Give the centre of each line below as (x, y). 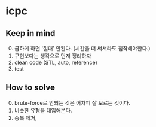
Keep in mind (30, 33)
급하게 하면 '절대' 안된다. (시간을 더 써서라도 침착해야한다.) (82, 48)
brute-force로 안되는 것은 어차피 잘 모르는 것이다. (72, 102)
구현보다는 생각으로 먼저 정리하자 (53, 56)
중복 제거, (25, 117)
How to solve (30, 88)
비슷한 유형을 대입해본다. (43, 110)
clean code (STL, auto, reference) (56, 62)
